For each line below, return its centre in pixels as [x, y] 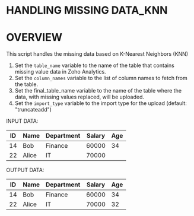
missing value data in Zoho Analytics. [60, 72]
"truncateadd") [33, 110]
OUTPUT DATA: [25, 170]
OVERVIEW [34, 38]
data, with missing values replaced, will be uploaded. [79, 97]
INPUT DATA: [22, 121]
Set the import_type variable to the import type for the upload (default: [101, 103]
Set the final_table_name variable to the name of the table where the [98, 91]
